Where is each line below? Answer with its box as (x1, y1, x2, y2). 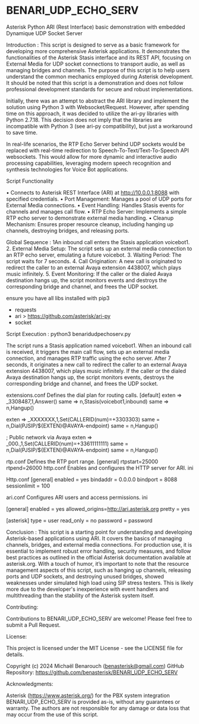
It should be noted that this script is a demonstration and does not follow (6, 79, 184, 87)
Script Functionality (6, 177, 54, 184)
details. (6, 651, 24, 658)
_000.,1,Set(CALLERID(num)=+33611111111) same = (6, 440, 129, 447)
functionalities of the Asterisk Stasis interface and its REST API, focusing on (6, 54, 191, 61)
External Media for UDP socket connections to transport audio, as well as (6, 60, 185, 67)
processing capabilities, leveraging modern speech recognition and (6, 159, 171, 167)
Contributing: (6, 603, 39, 611)
